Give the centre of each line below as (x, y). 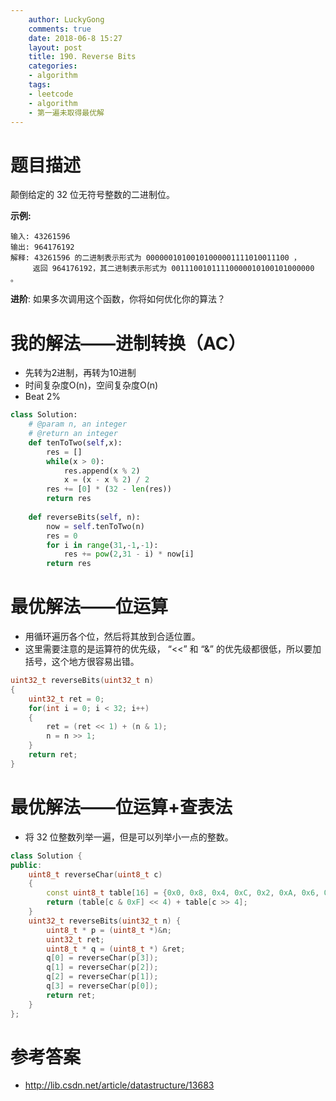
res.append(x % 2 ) (102, 471)
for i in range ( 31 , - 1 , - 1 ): (102, 545)
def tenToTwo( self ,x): (75, 442)
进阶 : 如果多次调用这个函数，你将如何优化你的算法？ (118, 299)
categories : (53, 66)
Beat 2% (42, 397)
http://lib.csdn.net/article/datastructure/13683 (119, 1085)
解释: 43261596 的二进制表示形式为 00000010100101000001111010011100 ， (156, 258)
